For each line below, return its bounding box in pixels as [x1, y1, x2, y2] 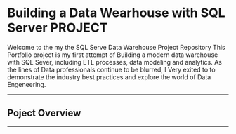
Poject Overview [7, 107, 81, 119]
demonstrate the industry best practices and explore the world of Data [7, 72, 211, 81]
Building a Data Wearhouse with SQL [7, 5, 226, 21]
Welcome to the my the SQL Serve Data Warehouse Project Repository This [7, 43, 226, 51]
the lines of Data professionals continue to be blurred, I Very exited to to [7, 65, 216, 74]
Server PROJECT [7, 20, 108, 36]
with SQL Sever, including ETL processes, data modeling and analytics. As [7, 58, 223, 66]
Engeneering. [7, 80, 46, 88]
